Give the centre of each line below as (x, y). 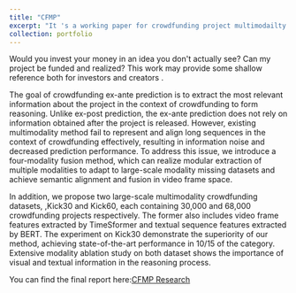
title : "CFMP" (35, 17)
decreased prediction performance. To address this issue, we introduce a (143, 151)
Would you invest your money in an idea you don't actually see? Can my (140, 59)
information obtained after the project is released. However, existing (133, 123)
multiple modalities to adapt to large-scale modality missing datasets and (142, 170)
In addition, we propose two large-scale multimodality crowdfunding (133, 197)
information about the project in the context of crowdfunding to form (134, 104)
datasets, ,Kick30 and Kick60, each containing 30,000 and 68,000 (130, 206)
